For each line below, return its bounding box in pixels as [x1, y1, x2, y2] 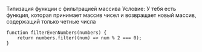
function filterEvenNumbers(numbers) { [6, 30, 107, 36]
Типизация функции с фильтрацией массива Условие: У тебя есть [6, 5, 177, 12]
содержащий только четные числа [6, 18, 96, 25]
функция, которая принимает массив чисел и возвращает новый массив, [6, 11, 197, 19]
